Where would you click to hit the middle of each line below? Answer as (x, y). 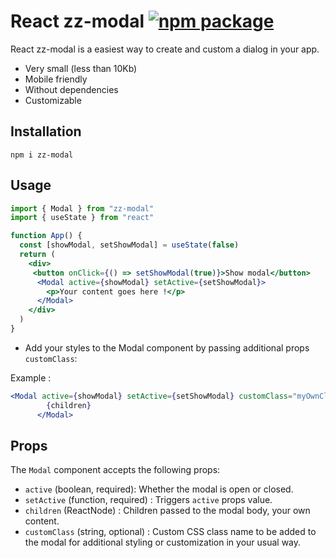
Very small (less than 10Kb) (81, 68)
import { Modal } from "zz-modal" (82, 208)
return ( (37, 255)
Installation (46, 131)
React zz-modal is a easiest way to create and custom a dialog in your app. (165, 49)
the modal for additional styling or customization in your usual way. (163, 542)
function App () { (46, 236)
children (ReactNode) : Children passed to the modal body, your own (167, 511)
